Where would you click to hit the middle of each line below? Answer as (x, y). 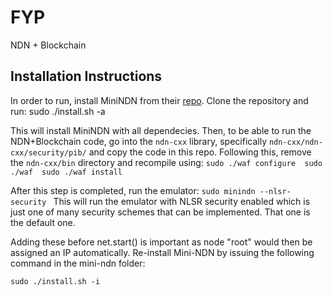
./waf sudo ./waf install (66, 172)
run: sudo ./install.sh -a (58, 111)
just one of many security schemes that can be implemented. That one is (160, 212)
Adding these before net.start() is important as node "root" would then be (161, 242)
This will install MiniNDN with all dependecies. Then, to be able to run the (161, 130)
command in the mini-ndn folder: (78, 263)
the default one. (43, 222)
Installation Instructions (86, 76)
